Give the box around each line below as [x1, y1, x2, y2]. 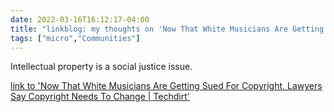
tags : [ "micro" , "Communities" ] [10, 33, 141, 43]
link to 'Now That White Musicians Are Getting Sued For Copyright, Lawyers [10, 80, 323, 92]
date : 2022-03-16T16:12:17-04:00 [10, 14, 150, 25]
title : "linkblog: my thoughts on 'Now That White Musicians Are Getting [10, 24, 325, 34]
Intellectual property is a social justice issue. [10, 61, 193, 73]
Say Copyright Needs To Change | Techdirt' [10, 91, 190, 103]
